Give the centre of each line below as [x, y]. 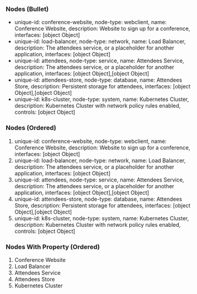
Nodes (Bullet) [27, 9]
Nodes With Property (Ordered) [53, 247]
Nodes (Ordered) [31, 128]
